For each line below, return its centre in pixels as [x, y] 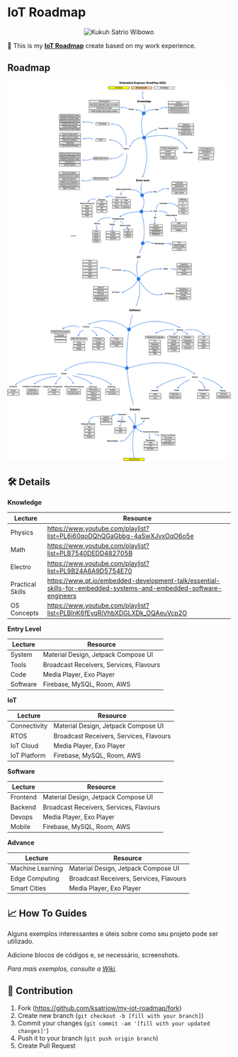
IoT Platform [28, 755]
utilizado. [21, 942]
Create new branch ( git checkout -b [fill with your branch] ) [110, 1015]
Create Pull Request [46, 1046]
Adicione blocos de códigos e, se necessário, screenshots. [93, 955]
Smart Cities [28, 888]
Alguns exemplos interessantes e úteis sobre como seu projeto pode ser [113, 934]
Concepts [24, 613]
